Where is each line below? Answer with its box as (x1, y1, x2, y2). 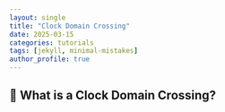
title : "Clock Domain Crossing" (9, 22, 130, 30)
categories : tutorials (9, 38, 94, 47)
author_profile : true (9, 55, 91, 64)
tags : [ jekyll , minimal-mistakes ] (9, 47, 139, 56)
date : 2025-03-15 (9, 30, 74, 39)
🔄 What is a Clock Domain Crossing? (9, 88, 217, 103)
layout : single (9, 13, 66, 22)
